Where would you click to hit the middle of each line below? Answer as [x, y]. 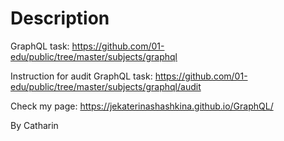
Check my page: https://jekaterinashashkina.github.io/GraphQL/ [142, 106]
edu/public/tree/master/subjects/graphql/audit [106, 86]
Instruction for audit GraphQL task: [81, 76]
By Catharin [34, 125]
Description [60, 18]
